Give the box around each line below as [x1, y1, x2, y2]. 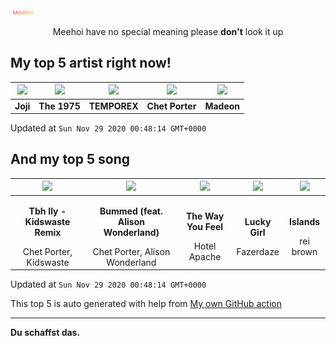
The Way [185, 210, 225, 222]
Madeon [204, 100, 241, 112]
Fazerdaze [236, 245, 280, 257]
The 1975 [38, 100, 81, 112]
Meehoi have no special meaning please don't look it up [52, 26, 284, 37]
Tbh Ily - [28, 205, 67, 217]
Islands [288, 215, 321, 227]
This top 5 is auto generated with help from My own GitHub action [10, 298, 282, 310]
